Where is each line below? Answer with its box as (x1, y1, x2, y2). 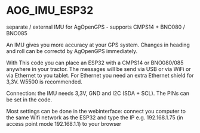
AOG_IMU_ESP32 (6, 4, 94, 17)
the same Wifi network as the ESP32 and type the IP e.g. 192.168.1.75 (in (6, 114, 183, 121)
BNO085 (6, 29, 28, 36)
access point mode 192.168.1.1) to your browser (6, 120, 122, 127)
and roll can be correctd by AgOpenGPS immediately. (6, 47, 138, 54)
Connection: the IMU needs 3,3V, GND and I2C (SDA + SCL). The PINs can (6, 89, 190, 97)
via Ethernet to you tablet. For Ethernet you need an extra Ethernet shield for (6, 72, 194, 79)
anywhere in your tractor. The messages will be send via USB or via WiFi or (6, 65, 191, 72)
